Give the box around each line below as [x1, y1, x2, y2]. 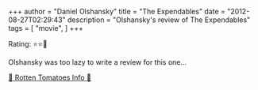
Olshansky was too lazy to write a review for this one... [8, 58, 187, 66]
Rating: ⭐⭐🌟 [8, 39, 48, 48]
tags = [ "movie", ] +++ [8, 24, 83, 32]
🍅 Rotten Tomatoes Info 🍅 [8, 73, 91, 82]
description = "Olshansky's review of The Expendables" [67, 15, 251, 24]
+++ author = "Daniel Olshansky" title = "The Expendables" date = [8, 7, 226, 16]
